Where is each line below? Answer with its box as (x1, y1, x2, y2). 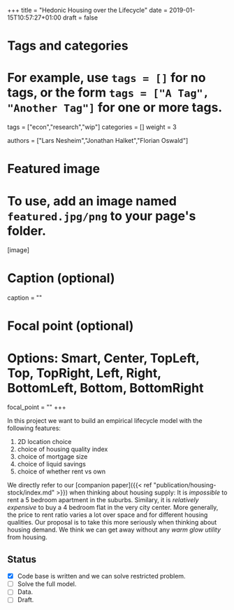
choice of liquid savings (17, 460, 86, 469)
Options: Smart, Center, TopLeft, (7, 350, 200, 366)
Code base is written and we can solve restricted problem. (17, 572, 187, 581)
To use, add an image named (7, 193, 177, 209)
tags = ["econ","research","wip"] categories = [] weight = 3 (7, 123, 177, 132)
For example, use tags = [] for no (7, 70, 206, 86)
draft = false (62, 13, 98, 22)
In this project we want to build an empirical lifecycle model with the (7, 417, 203, 425)
